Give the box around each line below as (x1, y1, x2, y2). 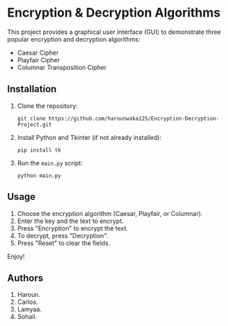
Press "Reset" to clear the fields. (17, 239, 111, 247)
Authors (7, 272, 44, 284)
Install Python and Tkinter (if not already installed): (17, 133, 161, 141)
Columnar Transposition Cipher (17, 63, 107, 71)
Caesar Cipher (17, 48, 59, 57)
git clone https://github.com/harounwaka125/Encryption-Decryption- (17, 115, 220, 122)
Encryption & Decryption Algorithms (7, 5, 221, 21)
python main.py (17, 172, 62, 179)
